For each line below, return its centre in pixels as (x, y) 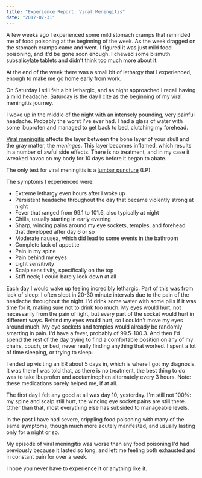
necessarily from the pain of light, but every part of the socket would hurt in (100, 313)
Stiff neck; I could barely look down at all (65, 276)
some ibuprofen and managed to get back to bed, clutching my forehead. (97, 127)
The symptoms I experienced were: (50, 181)
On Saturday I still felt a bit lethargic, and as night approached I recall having (101, 90)
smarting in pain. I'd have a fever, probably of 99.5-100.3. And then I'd (93, 333)
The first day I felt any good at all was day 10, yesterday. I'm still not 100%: (99, 395)
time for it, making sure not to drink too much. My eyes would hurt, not (94, 307)
